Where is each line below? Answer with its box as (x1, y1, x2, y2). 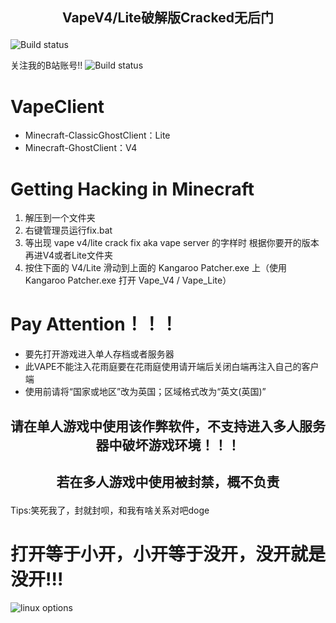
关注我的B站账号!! (10, 59, 83, 72)
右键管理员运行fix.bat (24, 224, 113, 237)
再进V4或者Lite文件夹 (24, 249, 113, 262)
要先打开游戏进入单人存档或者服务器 (24, 348, 175, 360)
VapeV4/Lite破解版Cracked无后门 (62, 9, 274, 27)
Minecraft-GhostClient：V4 (24, 142, 138, 154)
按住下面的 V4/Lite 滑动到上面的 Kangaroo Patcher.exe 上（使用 (24, 262, 287, 274)
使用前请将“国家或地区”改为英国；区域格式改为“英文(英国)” (24, 386, 267, 398)
